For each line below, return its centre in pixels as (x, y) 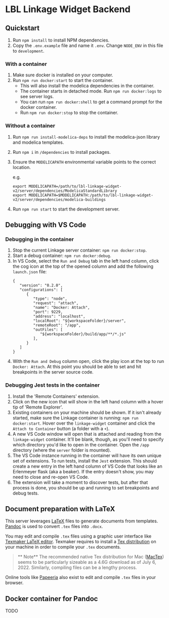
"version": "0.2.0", (41, 285)
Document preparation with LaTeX (60, 509)
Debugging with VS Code (46, 224)
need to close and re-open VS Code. (51, 477)
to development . (28, 51)
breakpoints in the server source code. (53, 372)
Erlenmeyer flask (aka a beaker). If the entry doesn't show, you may (83, 471)
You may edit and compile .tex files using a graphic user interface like (78, 536)
